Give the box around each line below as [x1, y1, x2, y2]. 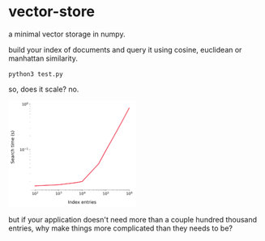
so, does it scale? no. [8, 84, 79, 94]
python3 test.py [8, 70, 63, 78]
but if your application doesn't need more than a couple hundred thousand [8, 214, 258, 224]
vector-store [8, 2, 96, 21]
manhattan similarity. [8, 53, 79, 63]
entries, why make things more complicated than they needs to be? [8, 223, 233, 233]
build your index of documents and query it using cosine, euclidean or [8, 44, 242, 54]
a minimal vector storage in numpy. [8, 29, 126, 39]
